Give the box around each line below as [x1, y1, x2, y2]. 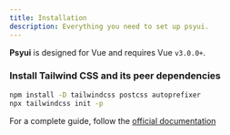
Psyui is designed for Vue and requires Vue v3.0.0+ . [9, 47, 206, 57]
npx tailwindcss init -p [9, 99, 104, 108]
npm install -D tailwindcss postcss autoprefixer [9, 90, 202, 99]
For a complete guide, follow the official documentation [9, 115, 216, 126]
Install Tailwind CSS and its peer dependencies [9, 69, 221, 82]
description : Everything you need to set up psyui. [9, 22, 209, 31]
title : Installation [9, 13, 88, 23]
